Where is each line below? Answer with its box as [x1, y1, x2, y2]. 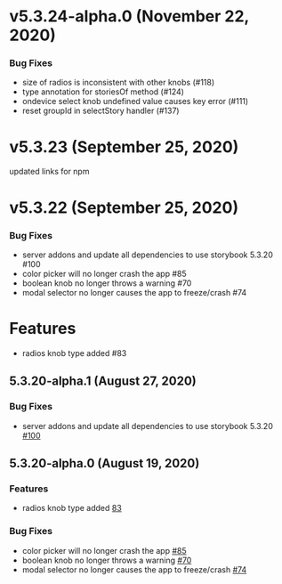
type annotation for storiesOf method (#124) [21, 86, 185, 97]
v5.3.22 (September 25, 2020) [9, 198, 238, 217]
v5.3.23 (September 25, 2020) [9, 136, 239, 157]
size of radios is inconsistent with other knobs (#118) [21, 77, 215, 88]
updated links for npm [9, 166, 90, 177]
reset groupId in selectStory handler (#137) [21, 105, 180, 117]
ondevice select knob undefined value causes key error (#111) [21, 96, 249, 107]
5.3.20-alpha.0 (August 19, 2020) [9, 456, 200, 471]
